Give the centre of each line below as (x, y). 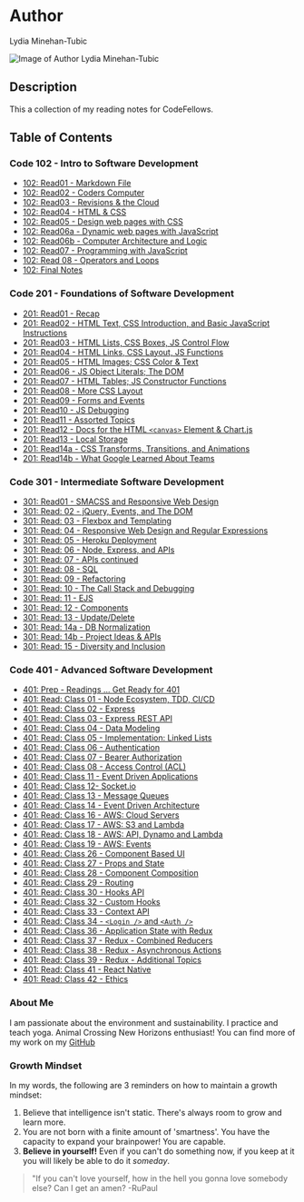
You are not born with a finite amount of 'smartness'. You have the (146, 1131)
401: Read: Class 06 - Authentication (91, 748)
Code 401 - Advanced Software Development (111, 670)
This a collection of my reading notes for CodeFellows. (112, 109)
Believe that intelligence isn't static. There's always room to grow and (152, 1112)
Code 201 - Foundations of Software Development (122, 293)
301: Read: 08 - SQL (60, 570)
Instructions (45, 333)
